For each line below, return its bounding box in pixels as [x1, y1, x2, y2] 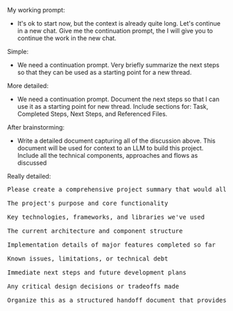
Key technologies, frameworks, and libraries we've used [7, 213, 205, 221]
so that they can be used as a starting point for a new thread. [17, 69, 192, 76]
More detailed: [7, 82, 49, 89]
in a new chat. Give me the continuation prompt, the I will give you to [17, 27, 214, 35]
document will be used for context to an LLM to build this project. [17, 144, 204, 152]
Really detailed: [7, 172, 51, 180]
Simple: [7, 48, 29, 55]
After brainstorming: [7, 123, 64, 131]
